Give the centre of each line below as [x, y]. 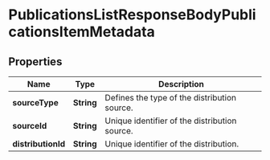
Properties [35, 62]
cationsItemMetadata [82, 32]
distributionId [39, 144]
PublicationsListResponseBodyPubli [132, 15]
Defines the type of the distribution [171, 98]
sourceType [35, 103]
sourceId [30, 126]
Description [181, 84]
